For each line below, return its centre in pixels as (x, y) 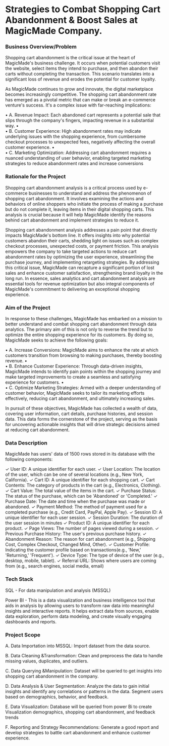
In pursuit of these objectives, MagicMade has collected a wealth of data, (81, 408)
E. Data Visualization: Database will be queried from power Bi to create (79, 706)
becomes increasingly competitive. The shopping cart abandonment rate (81, 94)
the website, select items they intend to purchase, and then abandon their (82, 68)
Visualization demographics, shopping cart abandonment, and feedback (80, 712)
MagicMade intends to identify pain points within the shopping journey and (83, 371)
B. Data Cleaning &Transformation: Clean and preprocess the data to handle (84, 655)
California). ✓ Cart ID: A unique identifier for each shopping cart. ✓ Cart (80, 480)
